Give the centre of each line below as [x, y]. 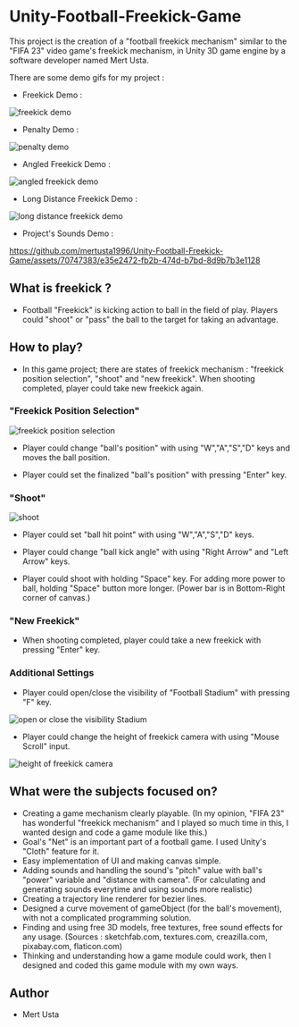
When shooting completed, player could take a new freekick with [141, 640]
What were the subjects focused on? [113, 791]
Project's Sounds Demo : [68, 233]
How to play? [46, 347]
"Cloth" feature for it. [61, 851]
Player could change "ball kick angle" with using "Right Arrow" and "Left [155, 552]
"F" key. [37, 702]
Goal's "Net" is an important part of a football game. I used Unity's [144, 841]
